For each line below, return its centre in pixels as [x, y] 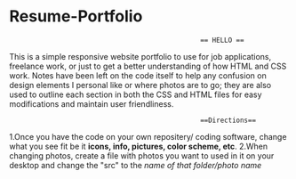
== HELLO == [222, 40]
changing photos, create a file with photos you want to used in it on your [142, 155]
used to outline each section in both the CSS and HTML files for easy [136, 94]
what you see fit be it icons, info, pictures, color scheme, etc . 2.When [139, 146]
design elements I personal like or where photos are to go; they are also [140, 85]
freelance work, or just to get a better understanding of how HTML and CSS [148, 66]
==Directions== [228, 120]
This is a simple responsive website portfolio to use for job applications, [140, 56]
